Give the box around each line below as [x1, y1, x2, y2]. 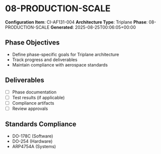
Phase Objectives [5, 39, 60, 47]
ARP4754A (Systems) [12, 143, 56, 149]
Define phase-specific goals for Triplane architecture [12, 51, 119, 57]
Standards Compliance [5, 120, 77, 129]
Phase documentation [12, 89, 57, 95]
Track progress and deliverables [12, 57, 77, 63]
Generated [50, 24, 73, 30]
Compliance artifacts [12, 100, 55, 106]
